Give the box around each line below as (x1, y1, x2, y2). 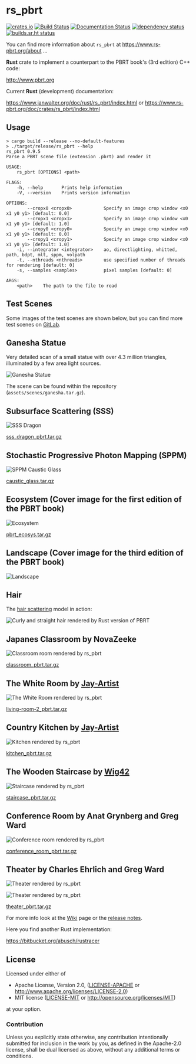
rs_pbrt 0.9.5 (6, 148, 41, 154)
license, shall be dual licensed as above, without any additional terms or (6, 1046, 181, 1053)
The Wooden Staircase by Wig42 (6, 767, 129, 777)
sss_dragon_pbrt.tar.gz (6, 433, 62, 440)
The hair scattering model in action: (6, 606, 92, 613)
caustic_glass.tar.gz (6, 478, 54, 484)
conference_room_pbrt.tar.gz (6, 847, 77, 854)
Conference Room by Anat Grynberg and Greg (6, 811, 179, 821)
